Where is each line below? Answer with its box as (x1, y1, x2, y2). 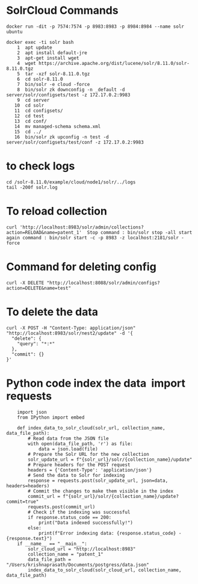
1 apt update (17, 45, 52, 51)
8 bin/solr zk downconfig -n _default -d (17, 87, 125, 93)
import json (17, 409, 47, 415)
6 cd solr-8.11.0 (17, 76, 63, 82)
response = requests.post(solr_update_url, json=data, (28, 478, 169, 484)
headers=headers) (6, 482, 50, 489)
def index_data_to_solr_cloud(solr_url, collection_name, (17, 425, 166, 431)
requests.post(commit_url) (28, 503, 96, 510)
